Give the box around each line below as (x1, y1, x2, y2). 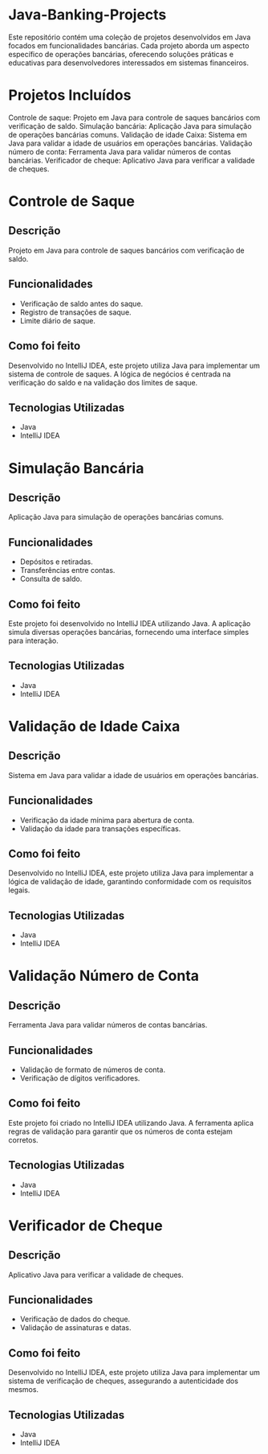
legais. (8, 885, 30, 895)
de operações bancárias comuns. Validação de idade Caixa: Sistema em (8, 130, 247, 139)
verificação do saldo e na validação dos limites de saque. (8, 377, 198, 387)
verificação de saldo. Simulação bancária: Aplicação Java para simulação (8, 121, 252, 130)
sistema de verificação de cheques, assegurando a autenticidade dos (8, 1376, 239, 1386)
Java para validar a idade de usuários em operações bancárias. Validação (8, 138, 253, 148)
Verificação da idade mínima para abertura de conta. (19, 815, 195, 825)
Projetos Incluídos (8, 86, 132, 105)
